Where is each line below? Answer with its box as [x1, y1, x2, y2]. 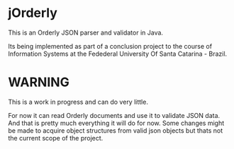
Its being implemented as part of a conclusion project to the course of [8, 42, 212, 50]
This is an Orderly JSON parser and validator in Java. [8, 28, 164, 37]
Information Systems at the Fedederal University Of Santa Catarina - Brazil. [8, 49, 228, 58]
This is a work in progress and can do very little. [8, 97, 148, 106]
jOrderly [8, 5, 57, 21]
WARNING [8, 74, 69, 90]
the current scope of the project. [8, 133, 104, 142]
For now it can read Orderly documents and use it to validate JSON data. [8, 111, 221, 119]
